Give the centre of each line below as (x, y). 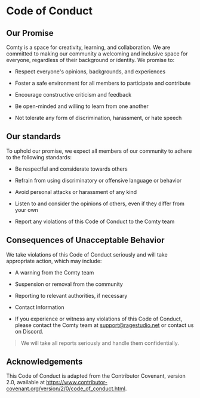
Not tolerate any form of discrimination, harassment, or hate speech (98, 118)
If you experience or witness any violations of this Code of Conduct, (99, 319)
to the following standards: (39, 157)
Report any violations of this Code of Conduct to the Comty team (95, 221)
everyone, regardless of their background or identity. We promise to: (90, 60)
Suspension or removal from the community (69, 284)
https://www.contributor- (77, 382)
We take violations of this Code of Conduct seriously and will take (87, 254)
